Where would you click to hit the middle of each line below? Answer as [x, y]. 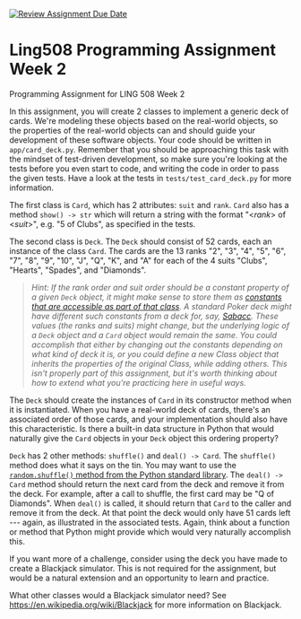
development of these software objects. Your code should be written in [140, 140]
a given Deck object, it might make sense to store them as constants [156, 297]
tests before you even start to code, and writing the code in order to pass [144, 168]
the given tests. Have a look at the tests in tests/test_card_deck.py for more [150, 178]
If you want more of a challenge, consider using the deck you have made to [149, 558]
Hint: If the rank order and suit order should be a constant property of [160, 287]
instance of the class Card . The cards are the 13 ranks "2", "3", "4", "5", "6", [148, 250]
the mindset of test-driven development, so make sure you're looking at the [149, 159]
